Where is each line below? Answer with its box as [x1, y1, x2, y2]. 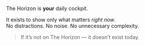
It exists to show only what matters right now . [6, 16, 116, 23]
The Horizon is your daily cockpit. [6, 5, 88, 12]
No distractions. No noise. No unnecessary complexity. [6, 23, 139, 29]
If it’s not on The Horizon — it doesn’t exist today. [20, 34, 140, 40]
